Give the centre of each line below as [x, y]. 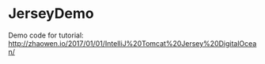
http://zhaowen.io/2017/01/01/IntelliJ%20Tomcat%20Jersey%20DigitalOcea [132, 43]
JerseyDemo [51, 14]
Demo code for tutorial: [46, 35]
